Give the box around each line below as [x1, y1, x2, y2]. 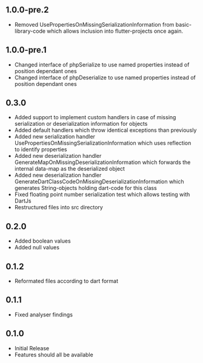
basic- [175, 21, 192, 28]
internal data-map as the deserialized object [14, 165, 125, 172]
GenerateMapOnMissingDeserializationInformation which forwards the [14, 159, 191, 166]
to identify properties [14, 146, 67, 153]
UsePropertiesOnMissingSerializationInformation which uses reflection [14, 139, 191, 147]
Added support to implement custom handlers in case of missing [14, 114, 176, 121]
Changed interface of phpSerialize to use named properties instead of [14, 60, 190, 68]
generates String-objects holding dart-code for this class [14, 185, 157, 192]
